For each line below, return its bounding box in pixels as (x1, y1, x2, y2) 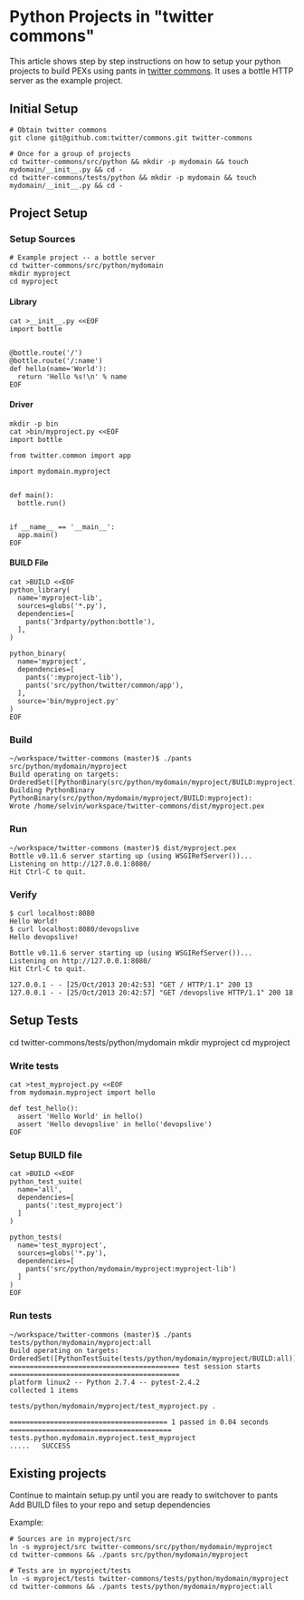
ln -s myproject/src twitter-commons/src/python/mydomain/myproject (9, 1543, 273, 1552)
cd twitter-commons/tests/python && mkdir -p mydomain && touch (9, 172, 257, 182)
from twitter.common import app (9, 451, 131, 460)
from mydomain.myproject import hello (9, 1088, 156, 1097)
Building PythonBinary (9, 786, 95, 795)
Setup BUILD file (9, 1148, 83, 1161)
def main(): (9, 490, 54, 500)
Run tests (9, 1310, 52, 1322)
